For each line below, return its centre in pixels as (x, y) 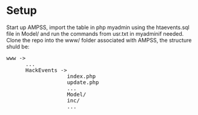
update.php (83, 82)
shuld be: (18, 47)
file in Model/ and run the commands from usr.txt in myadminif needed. (95, 33)
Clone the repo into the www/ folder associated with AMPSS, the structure (99, 40)
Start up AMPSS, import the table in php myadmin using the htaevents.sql (98, 27)
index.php (81, 76)
